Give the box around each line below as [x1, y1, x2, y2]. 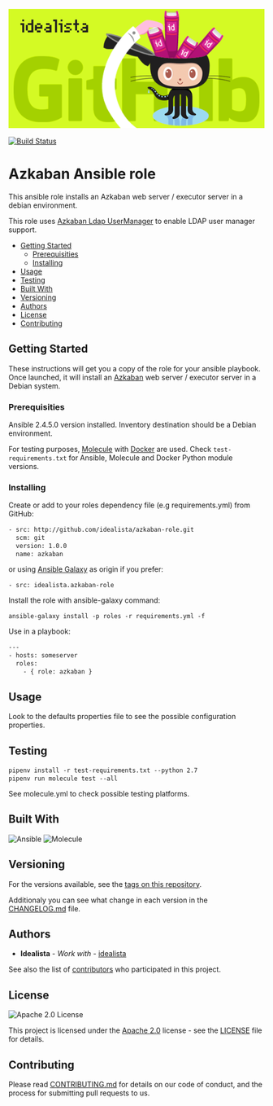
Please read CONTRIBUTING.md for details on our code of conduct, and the [8, 1080, 262, 1090]
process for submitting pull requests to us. [8, 1088, 150, 1098]
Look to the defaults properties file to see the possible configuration [8, 712, 236, 722]
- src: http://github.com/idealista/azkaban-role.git [8, 526, 195, 534]
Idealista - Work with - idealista [19, 949, 127, 959]
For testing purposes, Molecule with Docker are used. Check [8, 445, 212, 454]
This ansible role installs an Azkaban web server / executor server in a [8, 191, 244, 201]
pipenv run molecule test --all [8, 775, 118, 783]
